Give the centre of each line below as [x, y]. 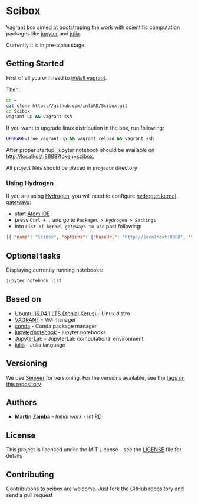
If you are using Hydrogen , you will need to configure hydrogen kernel [91, 196]
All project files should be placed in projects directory [72, 168]
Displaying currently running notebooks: [55, 270]
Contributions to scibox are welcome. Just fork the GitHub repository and [95, 489]
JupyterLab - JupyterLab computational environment [79, 338]
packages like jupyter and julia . [44, 33]
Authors [22, 403]
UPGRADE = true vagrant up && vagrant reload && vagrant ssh [80, 139]
